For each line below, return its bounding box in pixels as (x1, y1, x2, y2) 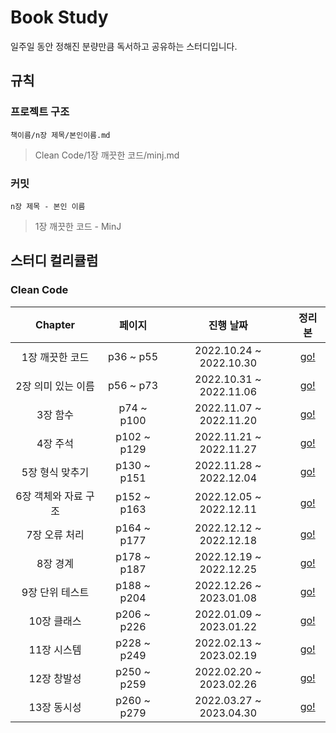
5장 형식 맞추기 (21, 465, 90, 479)
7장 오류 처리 (26, 527, 85, 541)
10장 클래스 (28, 614, 82, 628)
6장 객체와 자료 (15, 489, 83, 503)
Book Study (10, 6, 109, 29)
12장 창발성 (28, 671, 82, 685)
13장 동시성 (28, 700, 82, 714)
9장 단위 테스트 (21, 585, 90, 599)
